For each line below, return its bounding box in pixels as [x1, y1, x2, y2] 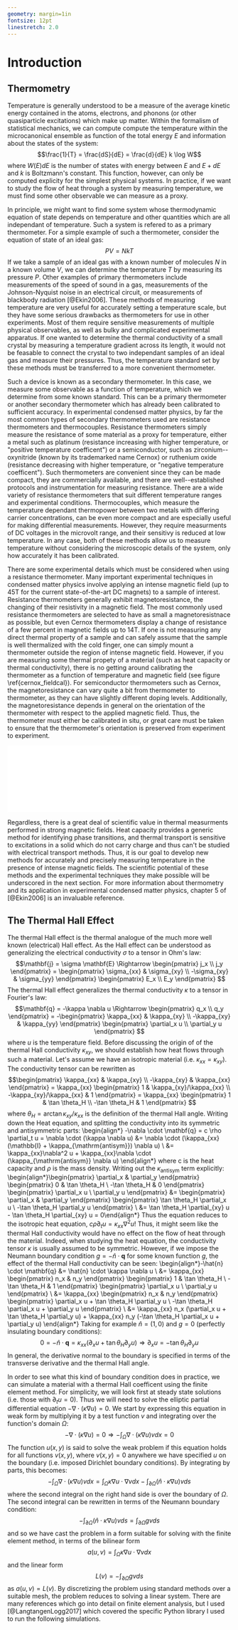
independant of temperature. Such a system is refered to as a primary [7, 221, 212, 229]
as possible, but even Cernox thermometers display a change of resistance [7, 618, 227, 627]
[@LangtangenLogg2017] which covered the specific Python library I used [7, 1607, 225, 1616]
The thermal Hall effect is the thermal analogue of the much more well [7, 933, 212, 942]
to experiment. [7, 731, 50, 740]
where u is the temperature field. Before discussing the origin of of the [7, 1038, 213, 1047]
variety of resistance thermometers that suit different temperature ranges [7, 491, 222, 499]
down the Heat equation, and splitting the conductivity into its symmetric [7, 1118, 220, 1127]
